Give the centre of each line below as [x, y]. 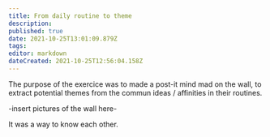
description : [30, 24]
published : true [36, 31]
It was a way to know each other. [64, 124]
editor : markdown [38, 54]
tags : [17, 46]
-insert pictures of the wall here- [63, 108]
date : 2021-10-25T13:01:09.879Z [63, 39]
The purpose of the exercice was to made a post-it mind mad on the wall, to [135, 84]
